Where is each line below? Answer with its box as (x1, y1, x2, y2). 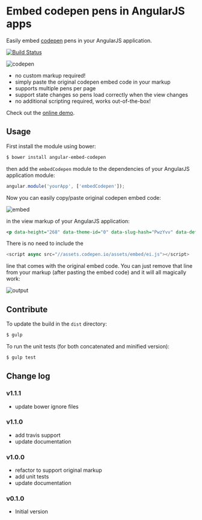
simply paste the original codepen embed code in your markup (14, 78, 171, 85)
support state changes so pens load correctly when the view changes (14, 91, 188, 98)
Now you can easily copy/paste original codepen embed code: (6, 194, 161, 201)
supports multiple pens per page (14, 84, 96, 91)
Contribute (6, 304, 48, 314)
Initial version (14, 508, 48, 515)
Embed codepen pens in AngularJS (6, 4, 185, 18)
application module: (6, 172, 55, 179)
